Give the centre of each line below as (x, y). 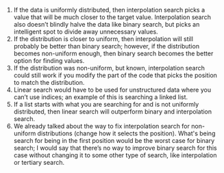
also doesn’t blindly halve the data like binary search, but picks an (107, 24)
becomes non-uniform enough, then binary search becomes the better (113, 53)
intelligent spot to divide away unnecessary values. (86, 31)
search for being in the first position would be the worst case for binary (114, 141)
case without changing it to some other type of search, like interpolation (115, 155)
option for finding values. (49, 61)
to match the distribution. (49, 82)
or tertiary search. (39, 162)
